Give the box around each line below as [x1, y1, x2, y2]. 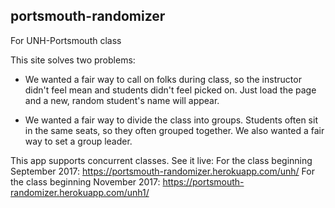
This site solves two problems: [10, 54, 136, 66]
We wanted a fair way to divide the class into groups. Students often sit [24, 114, 318, 126]
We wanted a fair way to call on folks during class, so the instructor [24, 73, 302, 85]
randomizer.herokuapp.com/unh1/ [10, 186, 150, 198]
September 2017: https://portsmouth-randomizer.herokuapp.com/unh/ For [10, 165, 315, 177]
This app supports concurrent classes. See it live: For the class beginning [10, 154, 313, 166]
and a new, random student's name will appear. [24, 94, 220, 106]
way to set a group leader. [24, 135, 133, 147]
